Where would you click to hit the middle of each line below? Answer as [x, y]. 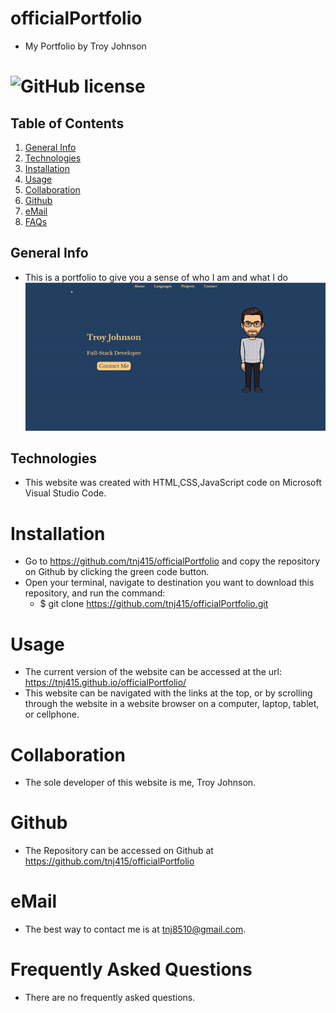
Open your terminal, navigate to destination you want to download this [169, 583]
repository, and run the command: [95, 593]
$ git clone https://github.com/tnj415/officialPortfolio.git [154, 604]
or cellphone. [52, 714]
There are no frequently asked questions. [110, 998]
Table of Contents [67, 123]
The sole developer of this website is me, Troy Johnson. [140, 783]
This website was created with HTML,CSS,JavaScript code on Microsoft [173, 483]
